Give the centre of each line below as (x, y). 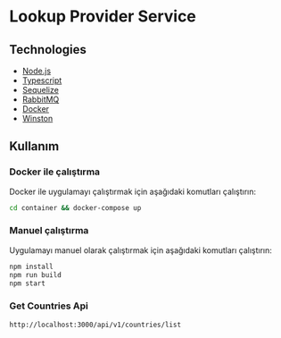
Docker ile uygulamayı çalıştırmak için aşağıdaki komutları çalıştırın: (133, 191)
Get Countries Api (49, 306)
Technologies (48, 50)
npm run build (36, 275)
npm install (31, 266)
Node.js (37, 71)
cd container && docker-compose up (75, 207)
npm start (28, 283)
